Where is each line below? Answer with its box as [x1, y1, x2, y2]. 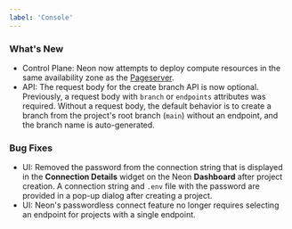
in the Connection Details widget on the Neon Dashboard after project [21, 171, 283, 183]
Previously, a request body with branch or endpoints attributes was [21, 91, 266, 102]
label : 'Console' [9, 12, 74, 22]
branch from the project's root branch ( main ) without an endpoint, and [21, 110, 279, 120]
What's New [9, 42, 64, 54]
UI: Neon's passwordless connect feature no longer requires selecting [21, 200, 280, 210]
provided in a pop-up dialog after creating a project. [21, 191, 213, 201]
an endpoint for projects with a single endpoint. [21, 209, 196, 220]
